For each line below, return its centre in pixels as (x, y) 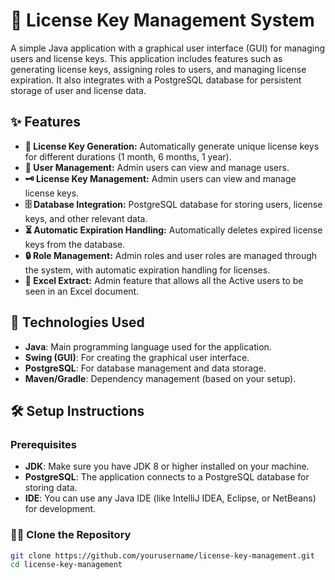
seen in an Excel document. (82, 291)
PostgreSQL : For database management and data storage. (145, 368)
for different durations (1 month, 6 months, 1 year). (128, 156)
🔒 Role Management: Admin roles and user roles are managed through (171, 255)
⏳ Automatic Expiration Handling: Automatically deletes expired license (173, 230)
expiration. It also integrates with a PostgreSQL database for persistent (156, 80)
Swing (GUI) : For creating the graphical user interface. (137, 357)
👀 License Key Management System (162, 20)
